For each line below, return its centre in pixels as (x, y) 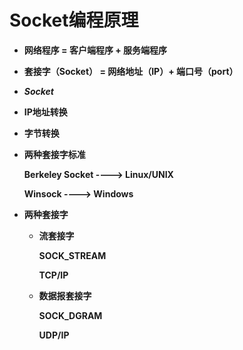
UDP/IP (54, 335)
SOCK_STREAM (72, 255)
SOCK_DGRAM (70, 315)
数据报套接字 (65, 295)
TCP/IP (53, 275)
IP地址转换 (45, 112)
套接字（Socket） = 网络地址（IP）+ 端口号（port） (131, 71)
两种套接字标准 (54, 154)
